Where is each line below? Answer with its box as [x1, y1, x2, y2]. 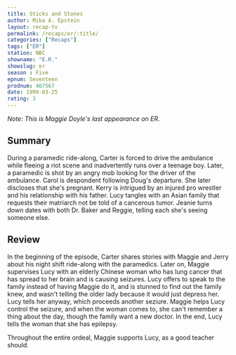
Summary [7, 135, 51, 147]
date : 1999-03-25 [7, 89, 58, 96]
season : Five [7, 69, 49, 76]
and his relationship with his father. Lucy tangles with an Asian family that [7, 191, 220, 199]
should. [7, 340, 29, 349]
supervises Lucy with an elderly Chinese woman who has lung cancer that [7, 267, 223, 276]
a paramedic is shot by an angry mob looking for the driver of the [7, 168, 196, 176]
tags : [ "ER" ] [7, 43, 46, 50]
